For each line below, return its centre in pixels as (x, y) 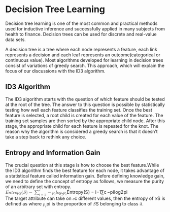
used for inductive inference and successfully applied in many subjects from (85, 28)
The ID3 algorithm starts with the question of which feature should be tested (85, 99)
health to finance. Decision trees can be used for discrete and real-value (81, 34)
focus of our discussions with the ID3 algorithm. (55, 71)
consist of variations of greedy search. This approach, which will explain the (85, 65)
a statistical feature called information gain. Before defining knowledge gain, (85, 175)
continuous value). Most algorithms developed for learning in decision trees (84, 60)
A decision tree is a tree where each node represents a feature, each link (81, 49)
